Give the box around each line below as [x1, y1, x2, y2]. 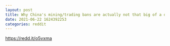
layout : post [5, 7, 33, 13]
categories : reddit [5, 21, 47, 27]
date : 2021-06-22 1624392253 [5, 17, 67, 22]
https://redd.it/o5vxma [5, 35, 52, 41]
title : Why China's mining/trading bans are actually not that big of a [5, 12, 162, 17]
